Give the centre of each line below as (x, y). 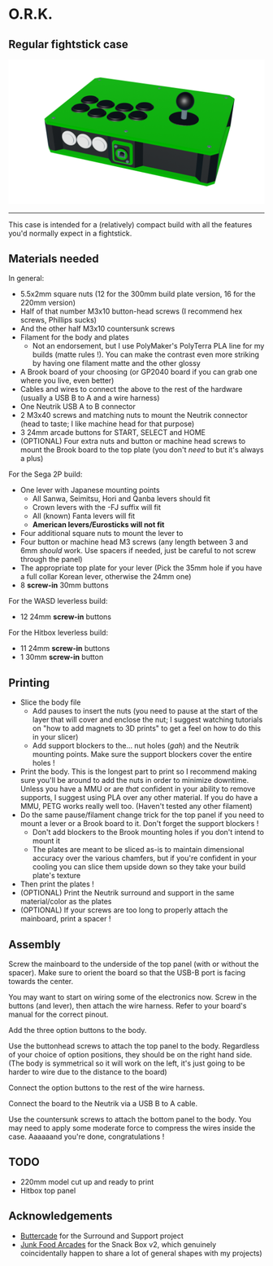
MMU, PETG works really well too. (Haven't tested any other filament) (136, 807)
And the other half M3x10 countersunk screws (97, 329)
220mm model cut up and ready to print (87, 1181)
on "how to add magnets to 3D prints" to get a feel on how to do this (147, 728)
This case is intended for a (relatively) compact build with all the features (130, 224)
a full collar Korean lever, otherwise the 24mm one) (106, 577)
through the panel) (51, 560)
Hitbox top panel (48, 1190)
